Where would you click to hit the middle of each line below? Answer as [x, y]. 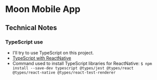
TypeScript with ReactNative [42, 58]
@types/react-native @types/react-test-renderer [64, 72]
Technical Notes [31, 28]
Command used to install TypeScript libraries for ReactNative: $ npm [82, 63]
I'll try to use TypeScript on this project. [53, 52]
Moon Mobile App [43, 9]
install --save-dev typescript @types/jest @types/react [73, 68]
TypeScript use [24, 42]
